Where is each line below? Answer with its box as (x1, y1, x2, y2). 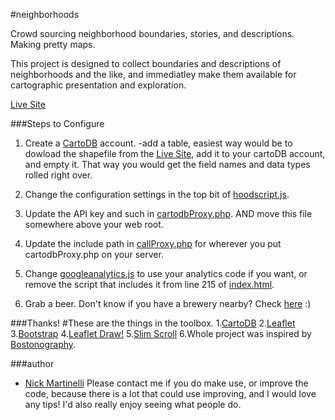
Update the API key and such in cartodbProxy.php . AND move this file (24, 208, 313, 219)
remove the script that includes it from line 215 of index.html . (24, 279, 275, 290)
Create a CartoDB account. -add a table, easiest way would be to (24, 137, 293, 149)
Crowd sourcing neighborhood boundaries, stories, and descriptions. (10, 28, 295, 39)
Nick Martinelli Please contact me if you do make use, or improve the (24, 377, 309, 389)
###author (10, 358, 55, 369)
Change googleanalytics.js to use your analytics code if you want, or (24, 268, 308, 279)
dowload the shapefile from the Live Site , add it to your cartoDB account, (24, 148, 326, 159)
